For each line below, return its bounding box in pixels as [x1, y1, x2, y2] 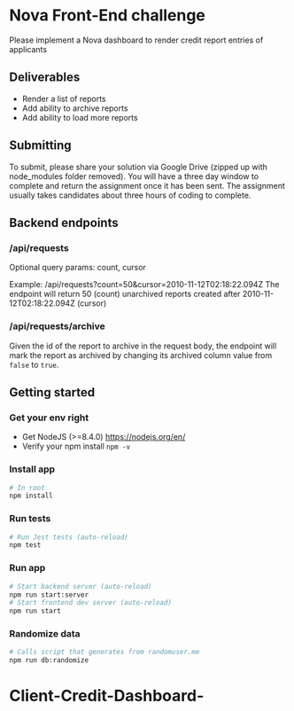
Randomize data [9, 628, 81, 640]
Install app [9, 463, 56, 475]
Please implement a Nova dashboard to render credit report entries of [9, 35, 264, 45]
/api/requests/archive [9, 320, 106, 332]
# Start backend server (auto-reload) [9, 582, 152, 590]
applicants [9, 43, 47, 54]
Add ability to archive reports [21, 103, 128, 113]
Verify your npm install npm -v [21, 441, 131, 452]
